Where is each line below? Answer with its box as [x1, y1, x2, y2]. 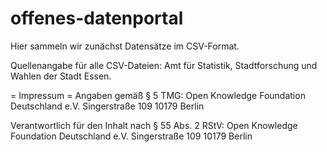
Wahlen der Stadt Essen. [10, 70, 112, 82]
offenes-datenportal [10, 7, 184, 30]
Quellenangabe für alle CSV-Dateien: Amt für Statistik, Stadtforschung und [10, 59, 318, 71]
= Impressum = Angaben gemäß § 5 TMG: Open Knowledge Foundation [10, 89, 306, 101]
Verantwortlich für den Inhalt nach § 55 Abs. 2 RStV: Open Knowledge [10, 119, 298, 131]
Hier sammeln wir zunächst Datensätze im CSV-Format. [10, 40, 240, 52]
